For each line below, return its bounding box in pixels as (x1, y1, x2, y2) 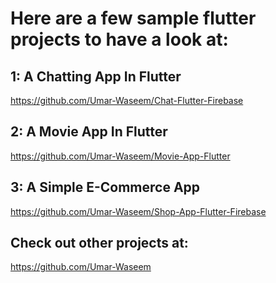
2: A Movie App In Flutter (10, 123, 168, 141)
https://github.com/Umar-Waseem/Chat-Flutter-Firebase (10, 95, 244, 106)
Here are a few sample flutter (10, 7, 257, 30)
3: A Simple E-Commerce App (10, 179, 201, 196)
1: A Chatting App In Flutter (10, 68, 182, 85)
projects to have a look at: (10, 28, 229, 51)
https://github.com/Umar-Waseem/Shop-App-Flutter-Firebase (10, 205, 267, 217)
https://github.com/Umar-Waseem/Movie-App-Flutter (10, 150, 231, 162)
